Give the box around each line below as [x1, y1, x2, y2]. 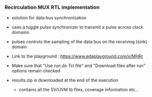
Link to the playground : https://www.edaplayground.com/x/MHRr [11, 53, 143, 59]
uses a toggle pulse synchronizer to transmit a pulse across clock [11, 24, 144, 30]
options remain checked [11, 68, 60, 74]
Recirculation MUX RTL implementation [4, 4, 100, 11]
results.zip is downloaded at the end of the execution [11, 77, 118, 83]
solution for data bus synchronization [11, 15, 87, 21]
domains [11, 30, 29, 35]
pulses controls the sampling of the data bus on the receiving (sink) [11, 39, 147, 45]
